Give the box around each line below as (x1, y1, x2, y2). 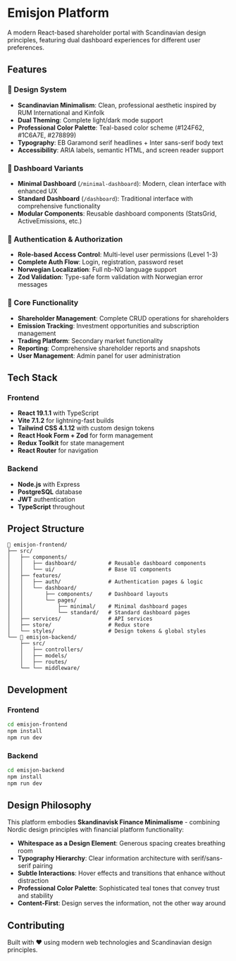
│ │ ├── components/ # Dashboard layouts (7, 590, 169, 598)
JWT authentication (17, 495, 75, 503)
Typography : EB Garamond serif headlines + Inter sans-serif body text (17, 138, 223, 147)
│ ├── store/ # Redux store (7, 621, 150, 628)
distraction (17, 876, 49, 885)
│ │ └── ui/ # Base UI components (7, 566, 172, 573)
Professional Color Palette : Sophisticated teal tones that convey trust (17, 884, 220, 893)
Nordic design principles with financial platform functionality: (7, 826, 185, 834)
